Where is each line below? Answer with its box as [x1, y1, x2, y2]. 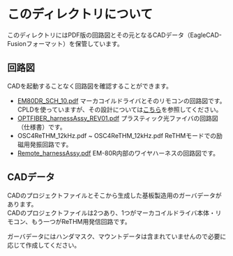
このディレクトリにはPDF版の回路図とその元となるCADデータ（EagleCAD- [7, 31, 222, 39]
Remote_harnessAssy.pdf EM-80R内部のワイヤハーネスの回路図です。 [17, 149, 220, 157]
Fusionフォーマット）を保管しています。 [7, 39, 123, 47]
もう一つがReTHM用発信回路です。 [31, 217, 131, 225]
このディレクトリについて [7, 6, 153, 22]
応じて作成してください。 [7, 241, 81, 249]
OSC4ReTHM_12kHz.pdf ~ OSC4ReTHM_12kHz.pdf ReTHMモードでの [17, 131, 217, 140]
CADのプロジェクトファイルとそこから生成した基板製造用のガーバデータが [7, 191, 222, 199]
